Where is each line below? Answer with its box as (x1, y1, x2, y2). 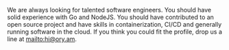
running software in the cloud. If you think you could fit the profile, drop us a (7, 27, 223, 36)
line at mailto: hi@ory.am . (7, 35, 77, 43)
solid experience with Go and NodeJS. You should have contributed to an (7, 13, 215, 21)
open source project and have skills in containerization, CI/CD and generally (7, 21, 222, 28)
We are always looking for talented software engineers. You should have (7, 6, 211, 14)
